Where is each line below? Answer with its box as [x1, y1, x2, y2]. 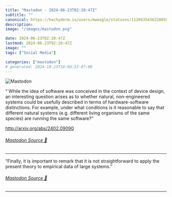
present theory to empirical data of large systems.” [5, 163, 113, 169]
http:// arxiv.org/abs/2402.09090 [5, 125, 74, 131]
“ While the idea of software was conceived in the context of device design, [5, 88, 165, 94]
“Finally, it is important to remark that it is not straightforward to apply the [5, 157, 160, 164]
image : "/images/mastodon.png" [5, 27, 72, 32]
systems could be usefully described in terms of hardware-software [5, 99, 149, 105]
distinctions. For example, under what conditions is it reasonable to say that [5, 105, 165, 111]
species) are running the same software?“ [5, 115, 94, 122]
